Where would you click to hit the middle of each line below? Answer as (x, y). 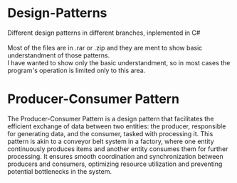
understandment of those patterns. (59, 55)
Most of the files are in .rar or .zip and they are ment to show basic (105, 48)
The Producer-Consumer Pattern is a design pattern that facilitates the (111, 118)
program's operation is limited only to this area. (77, 70)
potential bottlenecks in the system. (60, 171)
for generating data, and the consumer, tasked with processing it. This (110, 133)
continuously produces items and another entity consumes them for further (118, 149)
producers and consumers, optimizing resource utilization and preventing (115, 164)
